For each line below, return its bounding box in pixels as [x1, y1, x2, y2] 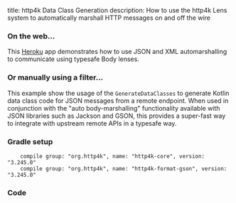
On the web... [7, 31, 55, 41]
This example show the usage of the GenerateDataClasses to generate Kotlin [7, 89, 230, 97]
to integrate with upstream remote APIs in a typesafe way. [7, 119, 177, 127]
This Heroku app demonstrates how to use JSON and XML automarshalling [7, 48, 227, 56]
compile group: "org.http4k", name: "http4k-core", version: [20, 153, 205, 160]
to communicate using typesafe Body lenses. [7, 55, 140, 63]
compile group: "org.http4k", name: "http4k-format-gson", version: [20, 165, 227, 172]
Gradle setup [7, 136, 53, 146]
